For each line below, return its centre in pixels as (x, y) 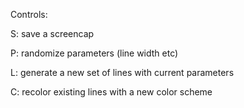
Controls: (29, 14)
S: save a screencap (52, 33)
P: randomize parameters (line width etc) (94, 53)
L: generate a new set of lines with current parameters (122, 72)
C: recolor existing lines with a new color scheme (111, 92)
